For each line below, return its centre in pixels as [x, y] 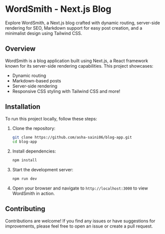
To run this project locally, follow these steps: [51, 118]
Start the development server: [43, 170]
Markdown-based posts [37, 80]
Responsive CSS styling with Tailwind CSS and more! [66, 91]
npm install [24, 160]
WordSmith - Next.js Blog [58, 9]
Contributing [25, 209]
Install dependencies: [34, 151]
